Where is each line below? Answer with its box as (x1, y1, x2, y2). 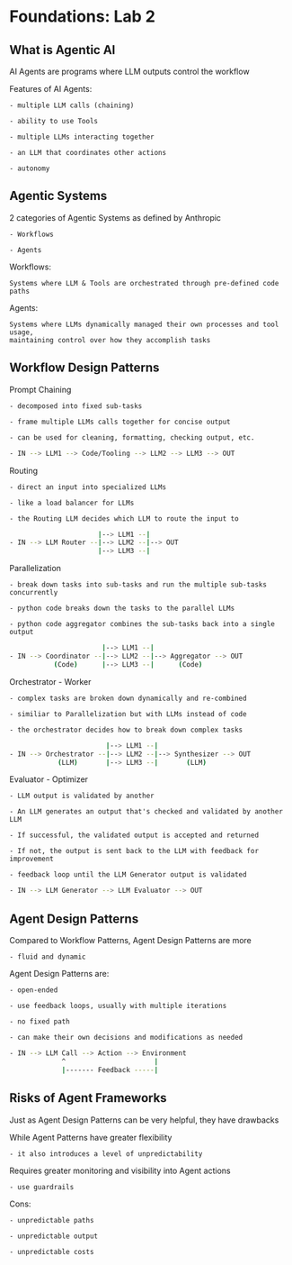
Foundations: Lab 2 (9, 6, 155, 27)
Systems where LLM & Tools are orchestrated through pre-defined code (9, 278, 279, 287)
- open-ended (9, 986, 58, 995)
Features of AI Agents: (9, 84, 93, 94)
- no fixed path (9, 1017, 70, 1026)
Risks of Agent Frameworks (9, 1090, 168, 1106)
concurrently (9, 588, 58, 597)
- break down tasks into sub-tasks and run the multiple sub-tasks (9, 580, 268, 589)
